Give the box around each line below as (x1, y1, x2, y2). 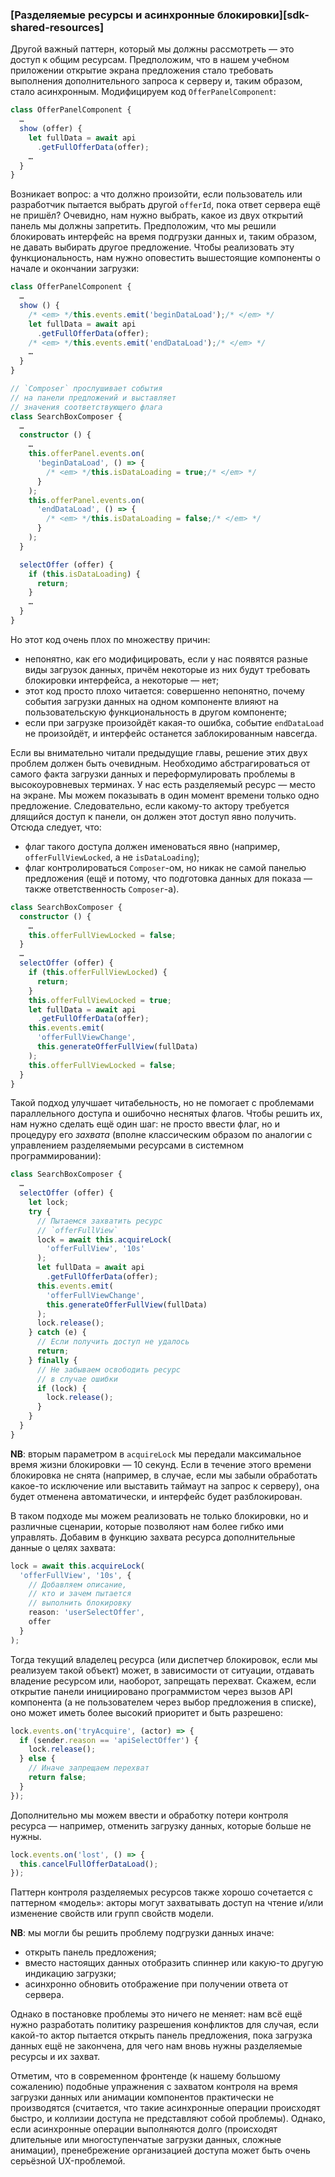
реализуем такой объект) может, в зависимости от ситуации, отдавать (10, 1664, 315, 1676)
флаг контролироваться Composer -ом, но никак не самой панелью (24, 861, 307, 873)
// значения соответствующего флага (10, 402, 163, 412)
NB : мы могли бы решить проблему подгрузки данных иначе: (10, 1927, 275, 1939)
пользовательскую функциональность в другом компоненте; (24, 706, 288, 718)
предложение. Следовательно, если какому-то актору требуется (10, 799, 290, 812)
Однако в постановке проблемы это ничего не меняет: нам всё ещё (10, 2008, 303, 2020)
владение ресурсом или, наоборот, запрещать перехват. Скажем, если (10, 1674, 317, 1687)
